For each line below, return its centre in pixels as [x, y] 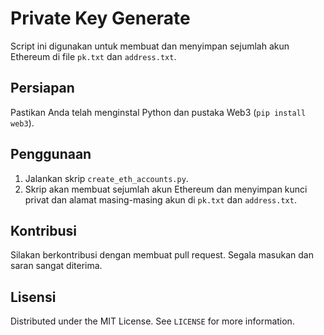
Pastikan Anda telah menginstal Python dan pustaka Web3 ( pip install [158, 112]
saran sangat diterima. [56, 266]
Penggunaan [51, 154]
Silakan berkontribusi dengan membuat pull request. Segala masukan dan [162, 255]
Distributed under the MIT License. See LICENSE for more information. [152, 321]
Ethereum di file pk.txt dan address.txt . [93, 56]
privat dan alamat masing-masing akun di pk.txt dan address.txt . [160, 199]
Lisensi [33, 297]
